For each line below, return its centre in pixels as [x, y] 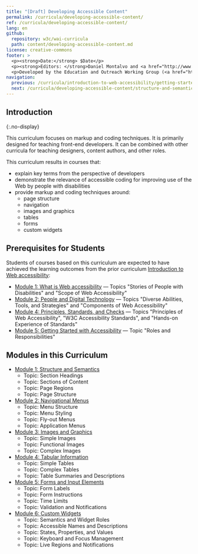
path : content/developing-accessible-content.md [72, 45]
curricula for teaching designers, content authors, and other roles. [86, 150]
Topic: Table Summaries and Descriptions [74, 476]
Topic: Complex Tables [51, 470]
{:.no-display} [23, 126]
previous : [23, 83]
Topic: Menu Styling [48, 413]
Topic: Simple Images [49, 438]
